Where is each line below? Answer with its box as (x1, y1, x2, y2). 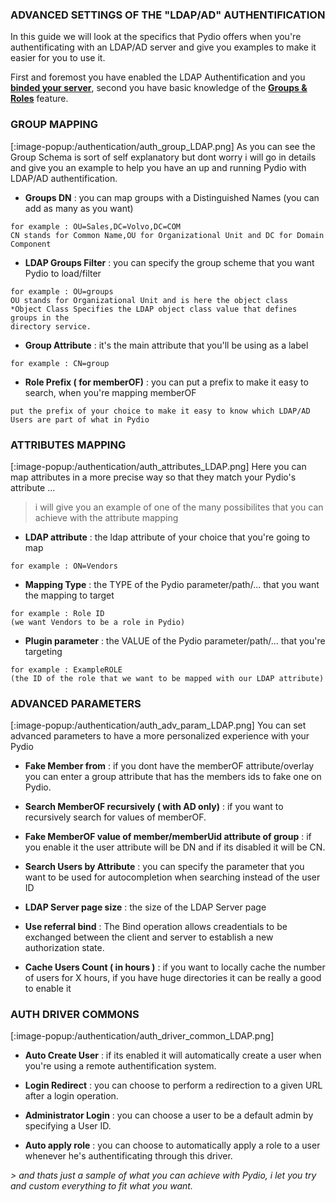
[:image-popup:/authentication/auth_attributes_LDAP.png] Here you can (10, 460, 307, 472)
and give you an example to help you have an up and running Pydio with (10, 161, 307, 173)
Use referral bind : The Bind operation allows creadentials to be (24, 921, 288, 933)
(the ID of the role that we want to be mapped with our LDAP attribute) (10, 673, 325, 683)
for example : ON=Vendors (10, 561, 118, 571)
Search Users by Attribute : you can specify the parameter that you (24, 861, 305, 873)
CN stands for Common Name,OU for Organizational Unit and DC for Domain (10, 230, 325, 240)
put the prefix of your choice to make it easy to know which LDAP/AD (10, 406, 311, 416)
